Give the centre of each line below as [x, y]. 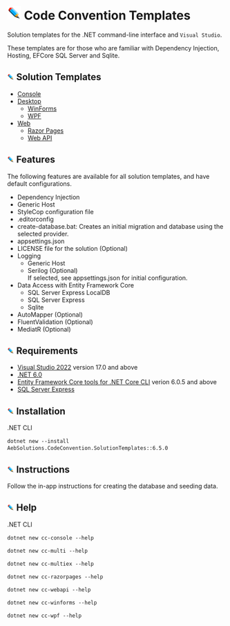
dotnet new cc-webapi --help [49, 589]
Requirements [47, 351]
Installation [41, 411]
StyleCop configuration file [56, 211]
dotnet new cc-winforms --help [52, 603]
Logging [29, 256]
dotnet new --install [38, 442]
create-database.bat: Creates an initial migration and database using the [120, 226]
